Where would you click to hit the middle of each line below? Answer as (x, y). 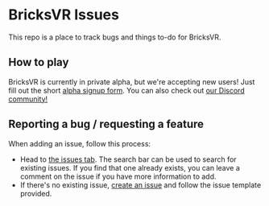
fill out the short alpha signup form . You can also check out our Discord (126, 90)
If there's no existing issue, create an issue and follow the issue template (141, 185)
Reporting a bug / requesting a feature (106, 124)
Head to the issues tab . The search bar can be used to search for (128, 159)
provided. (36, 193)
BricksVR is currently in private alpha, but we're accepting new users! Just (132, 81)
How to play (39, 62)
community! (28, 99)
